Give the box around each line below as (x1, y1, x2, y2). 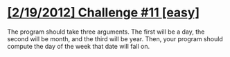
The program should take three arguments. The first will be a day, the (7, 27, 205, 36)
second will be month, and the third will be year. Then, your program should (7, 34, 223, 43)
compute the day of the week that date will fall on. (7, 42, 150, 50)
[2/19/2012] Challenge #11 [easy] (7, 5, 200, 21)
